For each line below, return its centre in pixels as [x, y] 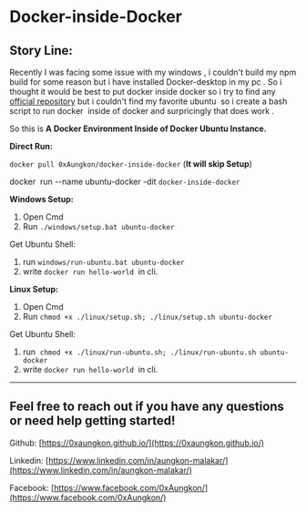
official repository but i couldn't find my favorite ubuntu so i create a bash [148, 101]
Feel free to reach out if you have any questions [147, 407]
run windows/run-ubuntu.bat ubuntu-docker [103, 262]
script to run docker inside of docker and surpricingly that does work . [142, 111]
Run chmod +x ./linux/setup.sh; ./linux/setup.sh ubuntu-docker [148, 317]
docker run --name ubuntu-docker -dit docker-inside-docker [125, 181]
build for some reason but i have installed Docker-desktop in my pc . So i [146, 82]
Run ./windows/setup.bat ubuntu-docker [98, 226]
